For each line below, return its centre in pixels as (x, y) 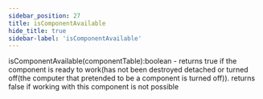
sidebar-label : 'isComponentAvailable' (75, 38)
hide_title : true (37, 31)
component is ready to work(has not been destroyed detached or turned (128, 70)
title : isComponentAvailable (57, 23)
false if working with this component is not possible (94, 87)
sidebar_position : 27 (45, 16)
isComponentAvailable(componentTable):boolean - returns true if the (123, 61)
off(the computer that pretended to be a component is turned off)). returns (132, 78)
